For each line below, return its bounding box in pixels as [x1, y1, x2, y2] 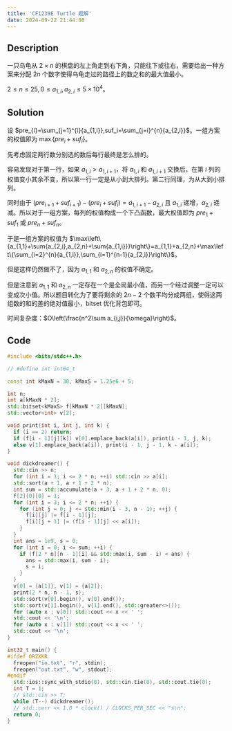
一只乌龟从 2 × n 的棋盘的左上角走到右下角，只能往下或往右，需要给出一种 [7, 62, 219, 70]
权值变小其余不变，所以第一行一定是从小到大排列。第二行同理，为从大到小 [7, 175, 219, 183]
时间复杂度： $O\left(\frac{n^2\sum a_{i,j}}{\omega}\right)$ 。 [7, 314, 181, 323]
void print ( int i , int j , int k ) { [7, 422, 110, 429]
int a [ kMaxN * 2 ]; [7, 397, 60, 404]
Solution [7, 107, 44, 118]
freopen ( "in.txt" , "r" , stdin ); [13, 659, 107, 667]
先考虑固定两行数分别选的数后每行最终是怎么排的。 [7, 150, 153, 159]
